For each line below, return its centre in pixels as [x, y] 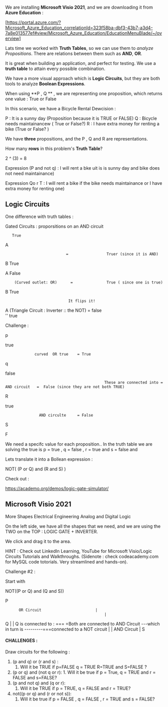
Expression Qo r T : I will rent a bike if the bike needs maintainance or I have [84, 183]
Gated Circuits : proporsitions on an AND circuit [55, 226]
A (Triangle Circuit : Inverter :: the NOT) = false [54, 310]
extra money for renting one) [35, 189]
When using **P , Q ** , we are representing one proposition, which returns [84, 93]
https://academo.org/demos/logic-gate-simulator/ [57, 488]
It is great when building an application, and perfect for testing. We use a [80, 63]
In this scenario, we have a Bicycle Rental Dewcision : [61, 109]
